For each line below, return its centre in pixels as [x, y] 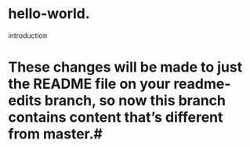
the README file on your [89, 84]
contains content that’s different [116, 118]
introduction [28, 35]
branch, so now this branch [135, 101]
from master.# [56, 134]
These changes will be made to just [125, 67]
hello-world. [49, 14]
